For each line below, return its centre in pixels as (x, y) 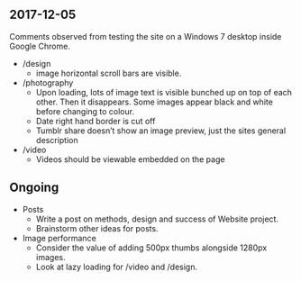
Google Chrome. (40, 46)
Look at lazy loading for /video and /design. (117, 267)
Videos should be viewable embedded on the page (130, 159)
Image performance (59, 238)
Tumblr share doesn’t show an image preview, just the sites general (161, 131)
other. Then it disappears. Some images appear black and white (154, 102)
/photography (48, 82)
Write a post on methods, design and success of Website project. (157, 219)
